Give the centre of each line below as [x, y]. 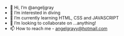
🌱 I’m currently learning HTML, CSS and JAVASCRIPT [64, 18]
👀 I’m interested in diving [35, 13]
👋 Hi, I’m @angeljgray [32, 8]
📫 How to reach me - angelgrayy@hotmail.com [59, 28]
